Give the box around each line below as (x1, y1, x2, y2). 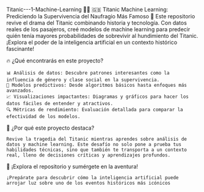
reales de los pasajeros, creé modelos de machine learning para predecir (6, 26, 191, 33)
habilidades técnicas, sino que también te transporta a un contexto (6, 147, 188, 153)
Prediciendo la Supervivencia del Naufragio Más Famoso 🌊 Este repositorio (6, 13, 195, 20)
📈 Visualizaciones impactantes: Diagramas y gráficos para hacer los (6, 94, 189, 100)
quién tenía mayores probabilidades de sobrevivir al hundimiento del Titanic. (6, 32, 199, 39)
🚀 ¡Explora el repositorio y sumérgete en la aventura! (6, 163, 139, 170)
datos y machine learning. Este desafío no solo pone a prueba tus (6, 141, 182, 147)
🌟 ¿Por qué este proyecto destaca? (6, 124, 95, 131)
